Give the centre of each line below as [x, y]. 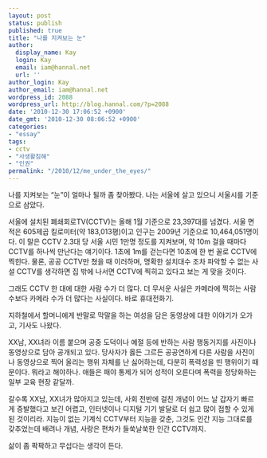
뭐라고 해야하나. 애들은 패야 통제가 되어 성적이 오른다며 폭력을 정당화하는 [144, 372]
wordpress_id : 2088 [41, 97]
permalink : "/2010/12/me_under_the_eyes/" [80, 171]
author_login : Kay [39, 82]
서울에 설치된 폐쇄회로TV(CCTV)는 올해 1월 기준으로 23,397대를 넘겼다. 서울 [127, 221]
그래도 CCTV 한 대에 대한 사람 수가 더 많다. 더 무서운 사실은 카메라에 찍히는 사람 [132, 288]
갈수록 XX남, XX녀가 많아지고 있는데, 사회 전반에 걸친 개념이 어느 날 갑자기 [124, 399]
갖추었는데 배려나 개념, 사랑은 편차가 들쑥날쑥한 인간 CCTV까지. [107, 429]
